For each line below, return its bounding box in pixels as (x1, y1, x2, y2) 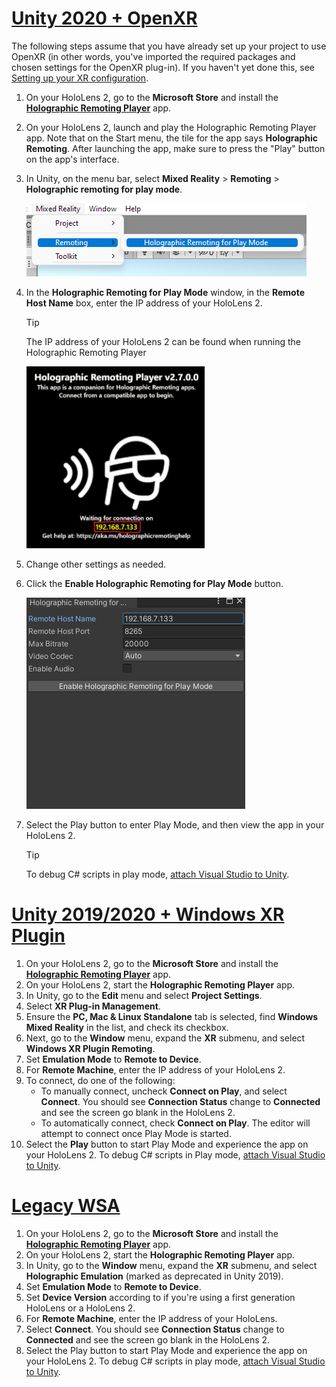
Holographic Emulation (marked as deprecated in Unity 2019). (25, 1270, 284, 1282)
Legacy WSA (11, 1195, 121, 1217)
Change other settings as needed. (25, 558, 167, 570)
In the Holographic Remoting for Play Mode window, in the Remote (25, 286, 306, 298)
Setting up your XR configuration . (11, 72, 149, 84)
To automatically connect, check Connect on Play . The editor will (40, 1117, 311, 1129)
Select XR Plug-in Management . (25, 1000, 161, 1012)
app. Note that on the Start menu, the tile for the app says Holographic (25, 132, 318, 144)
